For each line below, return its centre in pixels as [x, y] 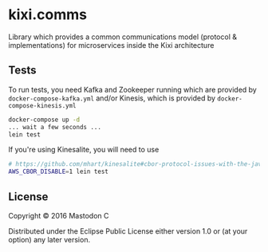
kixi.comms [48, 15]
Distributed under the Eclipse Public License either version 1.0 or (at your [128, 231]
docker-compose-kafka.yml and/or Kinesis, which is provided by [112, 98]
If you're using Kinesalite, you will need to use [84, 150]
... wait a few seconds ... [55, 127]
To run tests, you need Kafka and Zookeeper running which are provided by [132, 89]
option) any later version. [49, 239]
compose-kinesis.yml [43, 105]
